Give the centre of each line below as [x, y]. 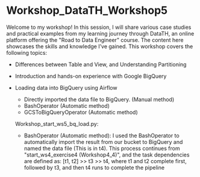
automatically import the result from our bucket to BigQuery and [103, 141]
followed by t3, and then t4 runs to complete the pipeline [94, 167]
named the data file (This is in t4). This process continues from [102, 148]
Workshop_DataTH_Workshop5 [87, 11]
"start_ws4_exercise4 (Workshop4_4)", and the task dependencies [107, 155]
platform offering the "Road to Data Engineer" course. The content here [95, 40]
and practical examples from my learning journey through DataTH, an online [100, 33]
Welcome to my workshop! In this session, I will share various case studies [99, 27]
